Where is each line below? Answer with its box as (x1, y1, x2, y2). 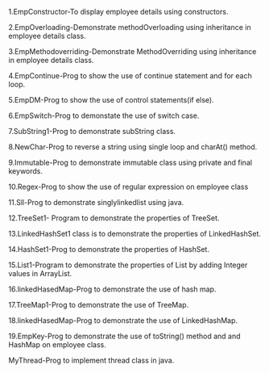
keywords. (8, 166, 43, 176)
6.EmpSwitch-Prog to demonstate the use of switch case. (8, 111, 200, 120)
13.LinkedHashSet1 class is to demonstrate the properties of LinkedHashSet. (8, 229, 262, 238)
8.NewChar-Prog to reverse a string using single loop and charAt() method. (8, 142, 258, 152)
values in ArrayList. (8, 269, 72, 278)
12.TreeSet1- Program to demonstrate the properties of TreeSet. (8, 213, 220, 223)
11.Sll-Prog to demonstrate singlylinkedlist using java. (8, 198, 184, 207)
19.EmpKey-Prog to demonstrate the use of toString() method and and (8, 331, 241, 341)
